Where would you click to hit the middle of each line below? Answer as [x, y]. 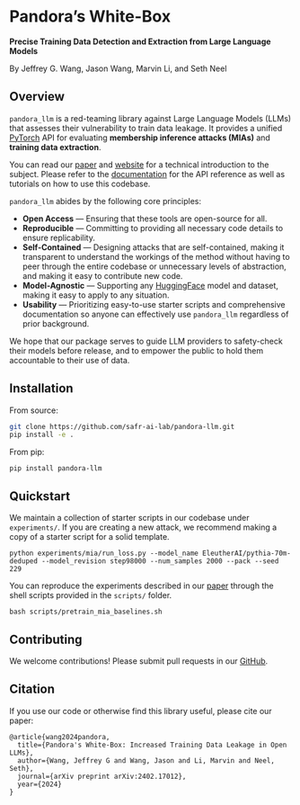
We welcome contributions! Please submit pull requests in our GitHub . [139, 661]
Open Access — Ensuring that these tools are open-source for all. [145, 219]
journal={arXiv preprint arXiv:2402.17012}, [102, 776]
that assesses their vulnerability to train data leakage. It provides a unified [146, 128]
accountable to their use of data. [70, 360]
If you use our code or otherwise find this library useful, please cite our [141, 711]
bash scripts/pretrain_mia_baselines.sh [86, 612]
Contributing [46, 639]
